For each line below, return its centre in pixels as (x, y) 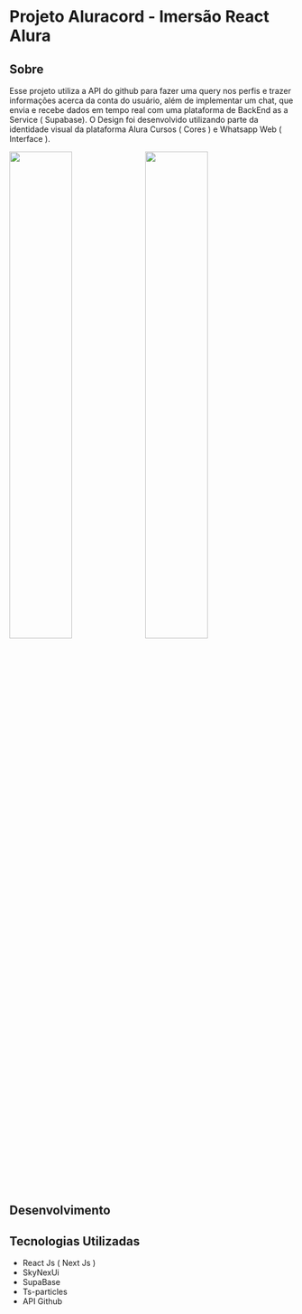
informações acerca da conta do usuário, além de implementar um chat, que (151, 100)
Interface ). (30, 139)
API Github (42, 1301)
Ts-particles (45, 1292)
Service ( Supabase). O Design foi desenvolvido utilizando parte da (134, 120)
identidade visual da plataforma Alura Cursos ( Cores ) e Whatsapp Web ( (146, 129)
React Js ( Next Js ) (59, 1263)
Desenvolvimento (60, 1211)
